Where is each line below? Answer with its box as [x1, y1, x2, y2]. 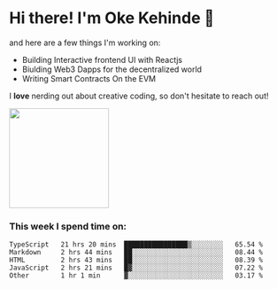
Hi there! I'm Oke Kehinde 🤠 [9, 8, 215, 28]
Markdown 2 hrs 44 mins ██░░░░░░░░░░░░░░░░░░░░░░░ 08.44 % [9, 248, 264, 257]
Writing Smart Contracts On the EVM [21, 73, 157, 83]
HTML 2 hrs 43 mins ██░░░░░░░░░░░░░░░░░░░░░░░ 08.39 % [9, 256, 264, 265]
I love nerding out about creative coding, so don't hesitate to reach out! [9, 90, 269, 101]
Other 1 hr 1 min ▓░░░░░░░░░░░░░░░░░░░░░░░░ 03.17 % [9, 271, 264, 280]
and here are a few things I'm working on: [9, 37, 161, 48]
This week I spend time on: [9, 220, 127, 232]
